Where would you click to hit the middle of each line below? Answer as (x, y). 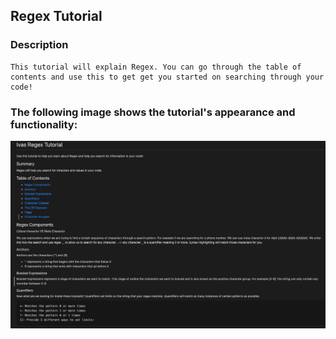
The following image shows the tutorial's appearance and (153, 112)
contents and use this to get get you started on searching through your (167, 77)
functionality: (44, 124)
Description (39, 45)
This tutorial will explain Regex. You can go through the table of (156, 67)
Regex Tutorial (56, 16)
